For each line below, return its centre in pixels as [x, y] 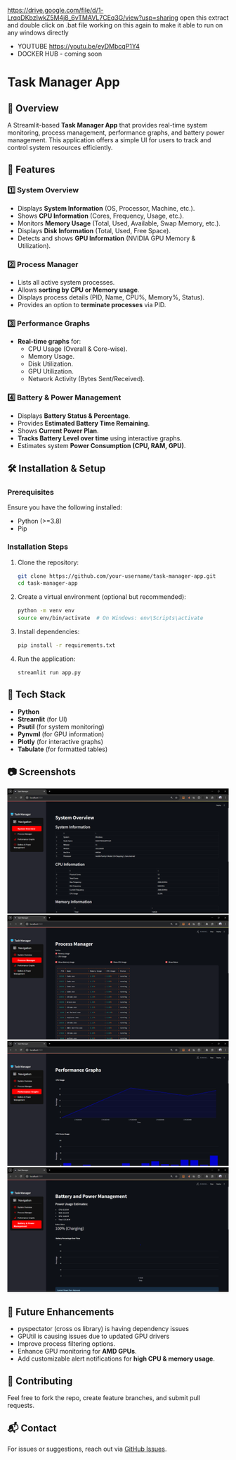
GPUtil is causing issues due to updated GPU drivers [93, 1336]
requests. [21, 1406]
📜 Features [31, 169]
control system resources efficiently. [60, 148]
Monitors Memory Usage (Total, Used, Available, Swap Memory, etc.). [119, 223]
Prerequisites [31, 492]
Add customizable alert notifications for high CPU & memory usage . [116, 1359]
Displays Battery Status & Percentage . [74, 416]
